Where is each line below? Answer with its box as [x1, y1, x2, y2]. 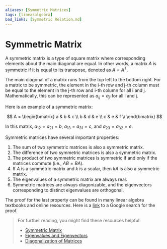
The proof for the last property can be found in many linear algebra [5, 196, 144, 203]
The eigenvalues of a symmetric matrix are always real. [12, 176, 127, 182]
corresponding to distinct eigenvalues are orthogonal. [12, 187, 124, 193]
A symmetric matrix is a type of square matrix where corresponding [5, 55, 146, 61]
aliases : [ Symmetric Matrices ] [5, 7, 71, 13]
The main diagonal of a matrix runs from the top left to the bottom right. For [5, 76, 161, 82]
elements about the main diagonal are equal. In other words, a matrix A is [5, 61, 157, 67]
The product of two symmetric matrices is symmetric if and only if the [12, 155, 157, 161]
